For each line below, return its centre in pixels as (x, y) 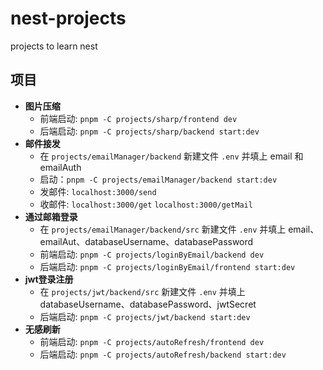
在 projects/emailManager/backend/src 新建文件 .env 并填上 (163, 229)
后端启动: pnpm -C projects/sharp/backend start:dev (149, 131)
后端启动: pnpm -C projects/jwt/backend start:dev (145, 316)
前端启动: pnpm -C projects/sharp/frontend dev (138, 118)
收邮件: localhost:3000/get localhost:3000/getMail (146, 204)
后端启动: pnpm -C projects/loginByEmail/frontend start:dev (167, 266)
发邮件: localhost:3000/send (98, 191)
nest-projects (68, 18)
